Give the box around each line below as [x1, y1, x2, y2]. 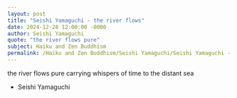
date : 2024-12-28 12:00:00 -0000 [7, 23, 107, 30]
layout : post [7, 10, 46, 18]
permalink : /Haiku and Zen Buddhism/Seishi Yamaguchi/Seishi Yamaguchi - [7, 50, 231, 57]
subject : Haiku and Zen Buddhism [7, 43, 107, 50]
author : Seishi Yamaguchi [7, 30, 84, 37]
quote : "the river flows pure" [7, 37, 100, 44]
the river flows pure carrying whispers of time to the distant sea [7, 68, 194, 78]
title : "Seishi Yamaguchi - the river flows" [7, 17, 144, 24]
